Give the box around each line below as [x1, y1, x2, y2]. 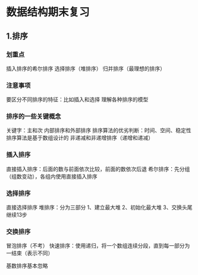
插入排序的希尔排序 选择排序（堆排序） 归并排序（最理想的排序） [6, 65, 165, 72]
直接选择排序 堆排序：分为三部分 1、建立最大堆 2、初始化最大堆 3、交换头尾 [6, 204, 193, 211]
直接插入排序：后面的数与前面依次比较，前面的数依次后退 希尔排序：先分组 [6, 165, 190, 173]
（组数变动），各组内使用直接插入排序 [6, 173, 98, 180]
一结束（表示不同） [6, 249, 54, 257]
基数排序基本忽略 [6, 262, 48, 270]
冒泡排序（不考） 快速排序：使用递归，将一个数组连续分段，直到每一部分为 [6, 242, 190, 249]
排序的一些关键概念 [6, 112, 61, 121]
